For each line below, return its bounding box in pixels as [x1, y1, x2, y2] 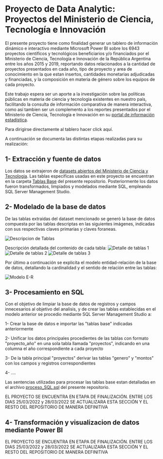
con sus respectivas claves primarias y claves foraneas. [5, 226, 117, 232]
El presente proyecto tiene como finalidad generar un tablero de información [5, 40, 158, 46]
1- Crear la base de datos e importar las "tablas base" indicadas [5, 321, 132, 327]
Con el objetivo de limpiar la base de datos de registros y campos [5, 301, 136, 307]
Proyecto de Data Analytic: [5, 3, 115, 15]
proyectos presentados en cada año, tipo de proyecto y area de [5, 66, 132, 72]
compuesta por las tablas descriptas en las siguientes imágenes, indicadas [5, 220, 155, 227]
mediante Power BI [5, 426, 63, 434]
